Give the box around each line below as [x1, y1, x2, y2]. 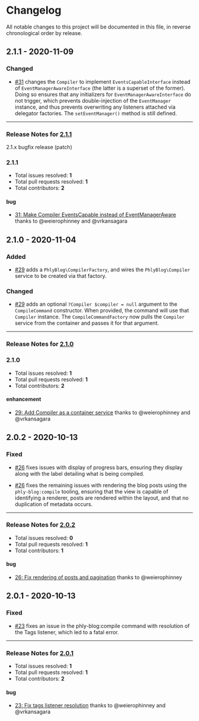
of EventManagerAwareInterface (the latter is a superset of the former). [14, 84, 185, 91]
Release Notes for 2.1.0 [6, 340, 74, 348]
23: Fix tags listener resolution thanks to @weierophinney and [14, 702, 166, 709]
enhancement [6, 396, 41, 403]
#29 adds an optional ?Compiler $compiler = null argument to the [14, 301, 178, 308]
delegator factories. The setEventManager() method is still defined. [14, 109, 177, 116]
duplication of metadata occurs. [14, 500, 93, 508]
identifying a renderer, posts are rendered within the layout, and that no [14, 494, 189, 501]
